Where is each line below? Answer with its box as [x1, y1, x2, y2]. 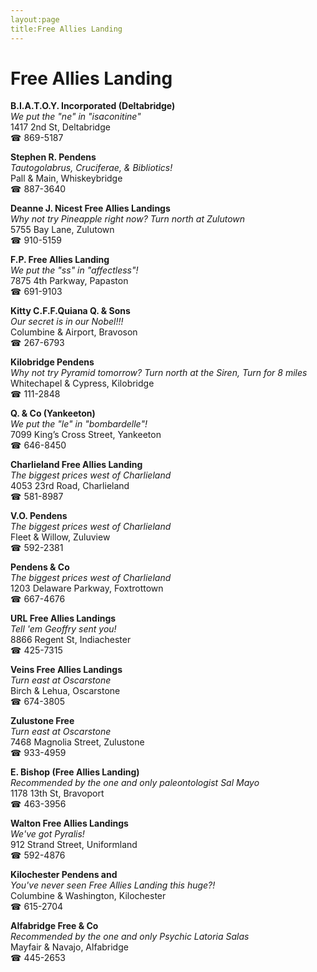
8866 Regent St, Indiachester [10, 634, 132, 646]
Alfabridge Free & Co [10, 920, 99, 932]
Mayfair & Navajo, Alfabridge [10, 941, 129, 953]
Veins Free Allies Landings [10, 664, 123, 676]
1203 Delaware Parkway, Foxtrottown [10, 582, 164, 595]
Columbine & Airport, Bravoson [10, 326, 138, 338]
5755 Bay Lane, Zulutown [10, 224, 115, 236]
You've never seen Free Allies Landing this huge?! [10, 879, 216, 891]
